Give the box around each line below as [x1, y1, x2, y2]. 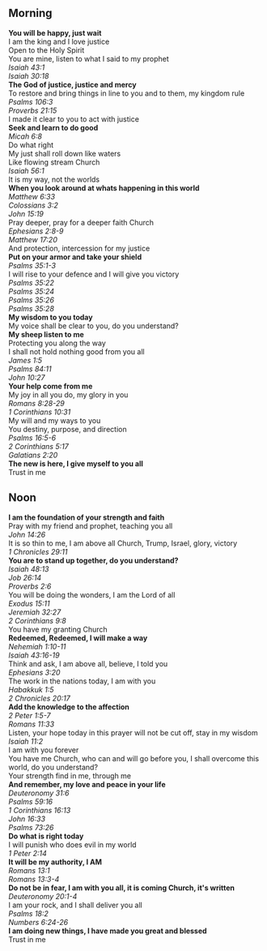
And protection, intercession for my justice [8, 243, 150, 253]
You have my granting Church [8, 624, 108, 634]
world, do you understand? [8, 762, 99, 772]
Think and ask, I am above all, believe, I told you [8, 658, 168, 668]
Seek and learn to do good [8, 122, 99, 132]
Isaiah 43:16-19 [8, 650, 60, 660]
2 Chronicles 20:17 [8, 693, 70, 703]
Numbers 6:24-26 [8, 917, 69, 927]
